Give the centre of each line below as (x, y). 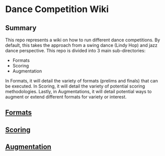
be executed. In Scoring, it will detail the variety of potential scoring (75, 86)
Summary (21, 28)
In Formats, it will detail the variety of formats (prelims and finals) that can (82, 81)
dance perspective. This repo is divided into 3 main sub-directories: (75, 51)
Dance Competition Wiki (57, 9)
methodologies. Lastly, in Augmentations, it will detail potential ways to (78, 91)
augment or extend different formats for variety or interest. (66, 97)
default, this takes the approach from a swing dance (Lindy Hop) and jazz (81, 45)
